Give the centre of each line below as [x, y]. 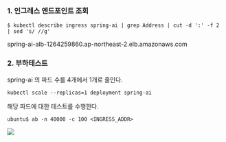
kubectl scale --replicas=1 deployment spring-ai [80, 93]
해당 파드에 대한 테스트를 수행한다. [53, 106]
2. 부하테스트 [27, 63]
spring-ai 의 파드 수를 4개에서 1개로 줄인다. [65, 80]
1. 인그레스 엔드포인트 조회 [48, 10]
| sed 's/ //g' [29, 32]
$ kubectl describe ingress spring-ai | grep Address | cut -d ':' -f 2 [113, 25]
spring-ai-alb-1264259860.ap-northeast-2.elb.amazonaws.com [97, 44]
